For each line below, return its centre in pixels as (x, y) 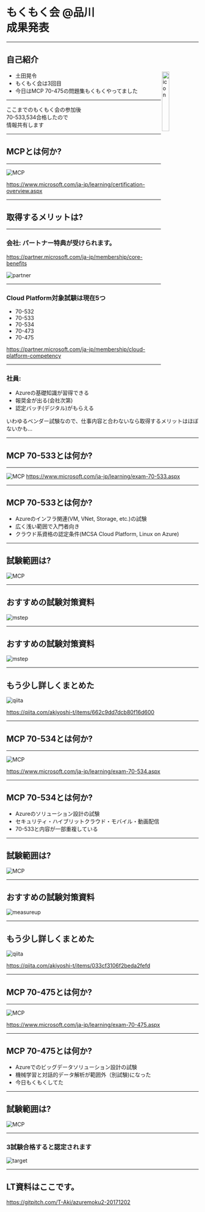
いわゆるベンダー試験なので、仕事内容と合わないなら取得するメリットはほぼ (103, 421)
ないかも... (20, 429)
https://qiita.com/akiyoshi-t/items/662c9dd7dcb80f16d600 (80, 713)
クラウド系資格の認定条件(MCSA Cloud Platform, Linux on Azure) (97, 534)
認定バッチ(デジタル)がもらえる (55, 408)
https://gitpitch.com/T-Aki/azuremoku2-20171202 (69, 1202)
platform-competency (34, 355)
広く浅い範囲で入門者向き (47, 526)
